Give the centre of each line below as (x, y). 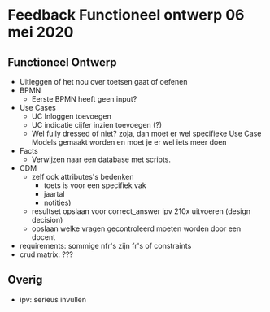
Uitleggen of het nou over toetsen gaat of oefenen (103, 82)
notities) (57, 202)
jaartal (54, 194)
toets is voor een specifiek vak (95, 185)
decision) (47, 220)
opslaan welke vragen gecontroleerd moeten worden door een (136, 228)
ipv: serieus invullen (53, 299)
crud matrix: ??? (46, 254)
